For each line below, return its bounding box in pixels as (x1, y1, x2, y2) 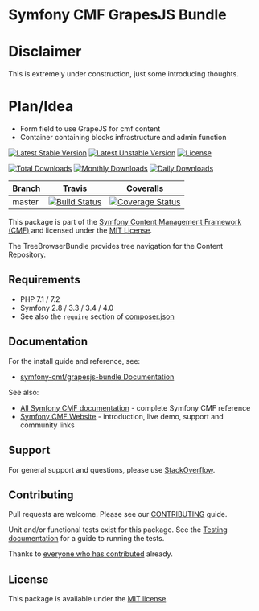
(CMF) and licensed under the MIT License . (8, 225, 153, 235)
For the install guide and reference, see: (8, 356, 141, 365)
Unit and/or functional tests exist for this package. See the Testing (8, 525, 228, 535)
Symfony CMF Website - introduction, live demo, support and (19, 411, 224, 421)
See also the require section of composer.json (19, 312, 175, 321)
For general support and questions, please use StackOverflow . (8, 464, 216, 474)
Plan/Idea (8, 97, 74, 116)
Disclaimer (8, 43, 82, 61)
